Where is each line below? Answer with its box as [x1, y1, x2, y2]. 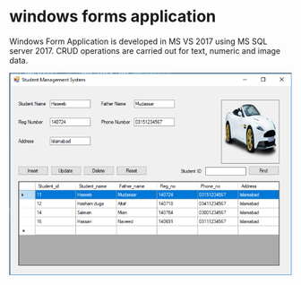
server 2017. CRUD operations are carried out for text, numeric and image [9, 45, 281, 56]
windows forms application [9, 6, 217, 27]
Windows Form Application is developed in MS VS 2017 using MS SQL [9, 36, 268, 47]
